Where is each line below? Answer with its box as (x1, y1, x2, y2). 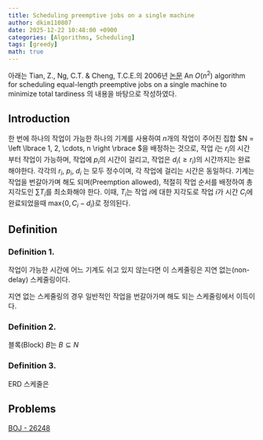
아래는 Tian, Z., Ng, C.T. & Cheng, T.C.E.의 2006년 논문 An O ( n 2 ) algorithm (8, 70, 246, 80)
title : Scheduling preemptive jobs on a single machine (8, 11, 195, 20)
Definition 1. (8, 246, 55, 257)
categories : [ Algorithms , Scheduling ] (8, 33, 135, 42)
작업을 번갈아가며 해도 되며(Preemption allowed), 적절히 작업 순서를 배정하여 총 (8, 177, 254, 187)
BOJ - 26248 (8, 423, 51, 432)
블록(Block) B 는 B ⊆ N (8, 340, 79, 350)
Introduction (8, 112, 71, 125)
